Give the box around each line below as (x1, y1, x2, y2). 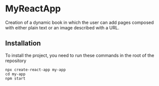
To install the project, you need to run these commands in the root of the (5, 52, 154, 58)
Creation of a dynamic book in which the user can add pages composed (5, 19, 154, 25)
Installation (5, 39, 41, 48)
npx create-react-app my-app (5, 67, 66, 72)
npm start (5, 76, 26, 81)
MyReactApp (5, 3, 61, 14)
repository (5, 58, 26, 64)
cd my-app (5, 72, 26, 77)
